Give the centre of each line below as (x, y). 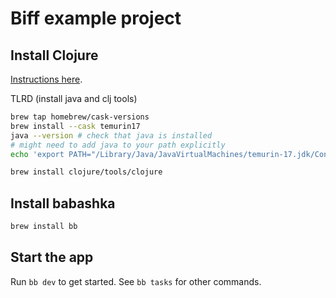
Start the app (52, 257)
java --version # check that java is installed (111, 135)
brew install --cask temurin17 (75, 126)
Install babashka (63, 203)
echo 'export (37, 154)
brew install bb (44, 227)
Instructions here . (46, 79)
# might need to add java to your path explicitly (118, 145)
